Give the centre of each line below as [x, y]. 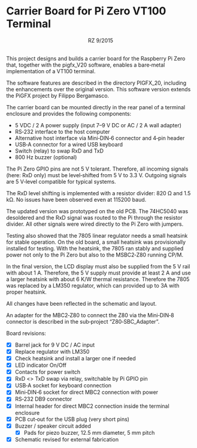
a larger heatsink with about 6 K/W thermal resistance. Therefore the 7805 [98, 279]
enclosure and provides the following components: [69, 114]
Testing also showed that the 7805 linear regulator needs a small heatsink [97, 235]
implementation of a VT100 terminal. [51, 71]
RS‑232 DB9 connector [43, 399]
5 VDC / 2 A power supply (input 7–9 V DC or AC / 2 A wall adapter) [98, 125]
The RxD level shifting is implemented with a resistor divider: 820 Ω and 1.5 [99, 193]
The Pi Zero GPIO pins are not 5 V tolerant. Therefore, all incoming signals [97, 169]
